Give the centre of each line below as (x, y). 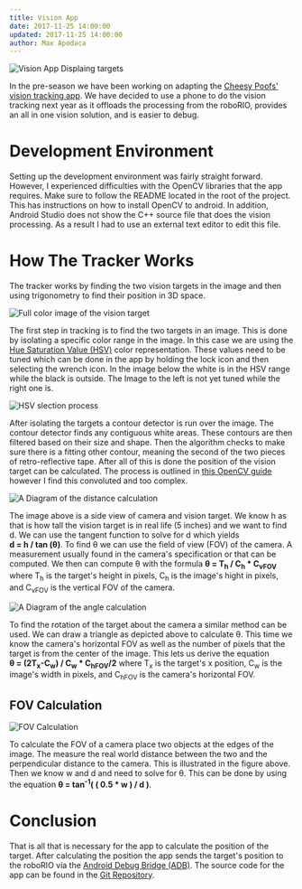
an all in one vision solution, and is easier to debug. (105, 115)
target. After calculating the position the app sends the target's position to (146, 856)
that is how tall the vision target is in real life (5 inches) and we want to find (148, 526)
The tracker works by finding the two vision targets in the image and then (146, 286)
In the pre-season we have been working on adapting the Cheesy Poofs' (144, 86)
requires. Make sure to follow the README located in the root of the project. (150, 196)
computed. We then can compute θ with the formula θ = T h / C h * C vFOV (143, 565)
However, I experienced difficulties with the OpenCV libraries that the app (146, 186)
